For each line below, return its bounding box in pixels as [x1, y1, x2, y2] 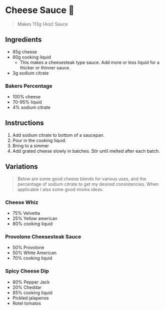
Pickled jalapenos [12, 295, 49, 301]
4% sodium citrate [12, 104, 51, 110]
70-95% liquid [12, 99, 42, 105]
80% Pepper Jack [12, 279, 50, 285]
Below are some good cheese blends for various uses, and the [17, 176, 146, 182]
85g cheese [12, 48, 37, 54]
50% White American [12, 250, 56, 256]
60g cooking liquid [12, 54, 51, 60]
